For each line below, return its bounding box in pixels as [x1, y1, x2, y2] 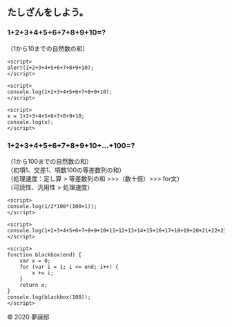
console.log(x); [7, 118, 54, 126]
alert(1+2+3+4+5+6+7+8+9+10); [7, 64, 95, 71]
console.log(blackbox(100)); [7, 293, 91, 301]
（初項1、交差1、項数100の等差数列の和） [7, 165, 126, 174]
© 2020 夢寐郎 [7, 312, 50, 321]
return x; [19, 281, 48, 288]
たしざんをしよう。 [7, 6, 88, 19]
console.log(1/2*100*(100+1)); [7, 203, 97, 209]
